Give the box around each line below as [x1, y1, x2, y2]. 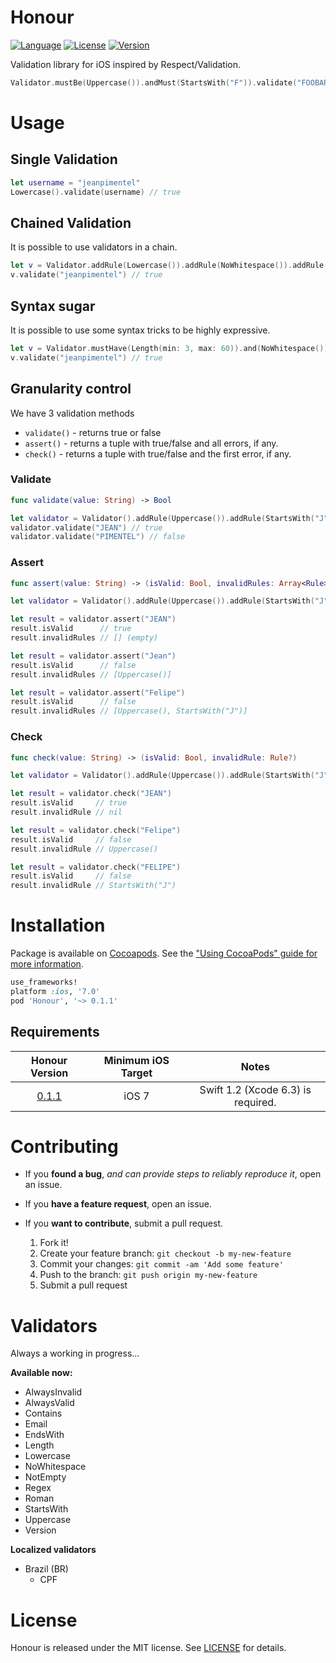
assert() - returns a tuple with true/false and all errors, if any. [24, 437, 279, 449]
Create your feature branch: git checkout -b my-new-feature [39, 1247, 292, 1260]
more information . [10, 958, 84, 970]
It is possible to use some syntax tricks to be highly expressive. [10, 324, 271, 336]
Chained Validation [10, 214, 132, 231]
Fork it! [39, 1237, 69, 1249]
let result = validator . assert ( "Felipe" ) [10, 687, 186, 698]
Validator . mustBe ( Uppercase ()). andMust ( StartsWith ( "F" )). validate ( [10, 77, 298, 88]
